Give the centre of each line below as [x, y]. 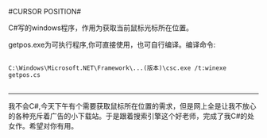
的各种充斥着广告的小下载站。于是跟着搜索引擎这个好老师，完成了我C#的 [128, 116]
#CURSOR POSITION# [45, 11]
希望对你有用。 [53, 126]
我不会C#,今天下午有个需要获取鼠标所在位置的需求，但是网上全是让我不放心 [132, 106]
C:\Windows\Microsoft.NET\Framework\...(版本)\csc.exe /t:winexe [117, 68]
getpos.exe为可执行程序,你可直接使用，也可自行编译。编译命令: [112, 44]
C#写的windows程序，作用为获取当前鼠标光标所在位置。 [101, 28]
